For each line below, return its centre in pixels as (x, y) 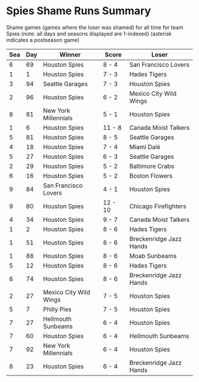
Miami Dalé (145, 147)
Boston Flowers (151, 176)
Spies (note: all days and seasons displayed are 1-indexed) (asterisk (89, 33)
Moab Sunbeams (153, 256)
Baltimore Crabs (152, 166)
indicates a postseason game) (43, 40)
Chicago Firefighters (158, 206)
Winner (70, 55)
